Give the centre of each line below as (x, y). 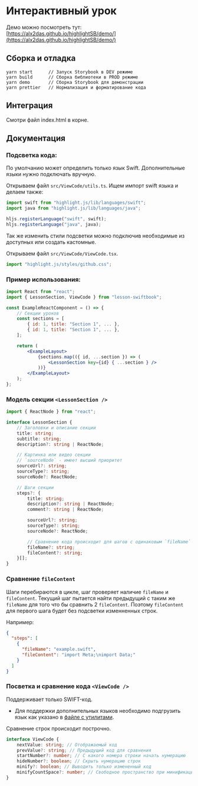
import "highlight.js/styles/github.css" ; (59, 264)
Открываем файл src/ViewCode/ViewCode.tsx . (62, 253)
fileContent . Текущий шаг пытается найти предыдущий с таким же (91, 598)
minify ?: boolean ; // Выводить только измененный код (84, 767)
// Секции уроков (38, 313)
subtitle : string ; (39, 439)
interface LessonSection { (39, 423)
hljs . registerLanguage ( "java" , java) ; (54, 224)
